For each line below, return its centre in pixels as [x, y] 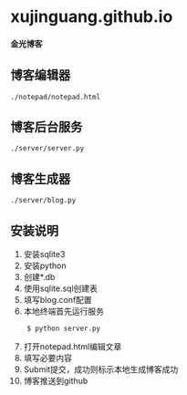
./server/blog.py [43, 201]
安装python [45, 265]
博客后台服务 [47, 126]
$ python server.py [64, 329]
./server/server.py [47, 149]
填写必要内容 [47, 359]
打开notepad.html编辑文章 [73, 347]
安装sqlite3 [44, 255]
